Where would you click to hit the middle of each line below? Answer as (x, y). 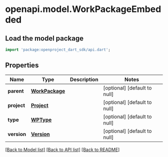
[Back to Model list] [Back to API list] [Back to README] (62, 149)
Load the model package (44, 38)
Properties (22, 65)
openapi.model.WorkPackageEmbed (83, 9)
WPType (41, 119)
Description (84, 79)
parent (16, 91)
